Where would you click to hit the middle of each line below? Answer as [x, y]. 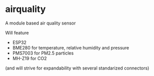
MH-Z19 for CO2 [30, 58]
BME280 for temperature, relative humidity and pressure [71, 47]
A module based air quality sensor [41, 23]
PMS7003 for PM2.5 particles [43, 53]
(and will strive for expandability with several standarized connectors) [77, 68]
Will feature [17, 32]
